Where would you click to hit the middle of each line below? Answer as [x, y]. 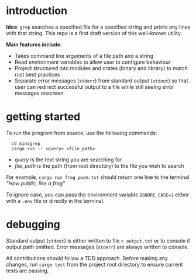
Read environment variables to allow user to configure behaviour [92, 62]
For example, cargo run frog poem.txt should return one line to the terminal [98, 177]
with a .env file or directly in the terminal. [55, 201]
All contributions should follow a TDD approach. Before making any [87, 258]
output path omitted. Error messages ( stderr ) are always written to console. [97, 247]
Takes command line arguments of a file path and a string [84, 56]
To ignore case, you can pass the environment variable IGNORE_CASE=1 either [97, 195]
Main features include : [34, 44]
